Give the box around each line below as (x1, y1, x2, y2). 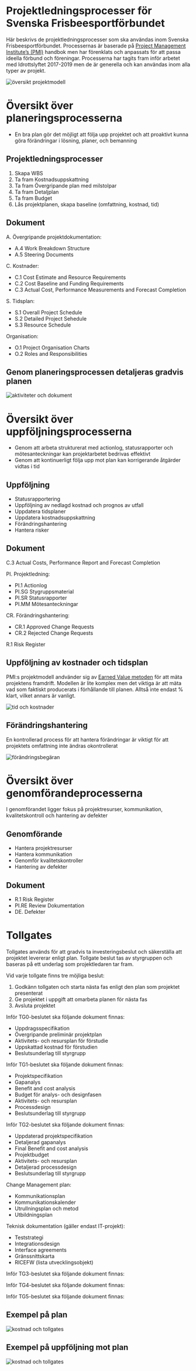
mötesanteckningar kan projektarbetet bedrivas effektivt (14, 450, 151, 458)
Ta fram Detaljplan (14, 188, 59, 195)
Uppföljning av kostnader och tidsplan (6, 658, 148, 668)
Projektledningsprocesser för (6, 4, 152, 18)
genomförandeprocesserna (6, 787, 143, 800)
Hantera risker (14, 526, 49, 534)
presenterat (14, 989, 43, 996)
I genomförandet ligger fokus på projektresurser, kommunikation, (6, 806, 163, 813)
